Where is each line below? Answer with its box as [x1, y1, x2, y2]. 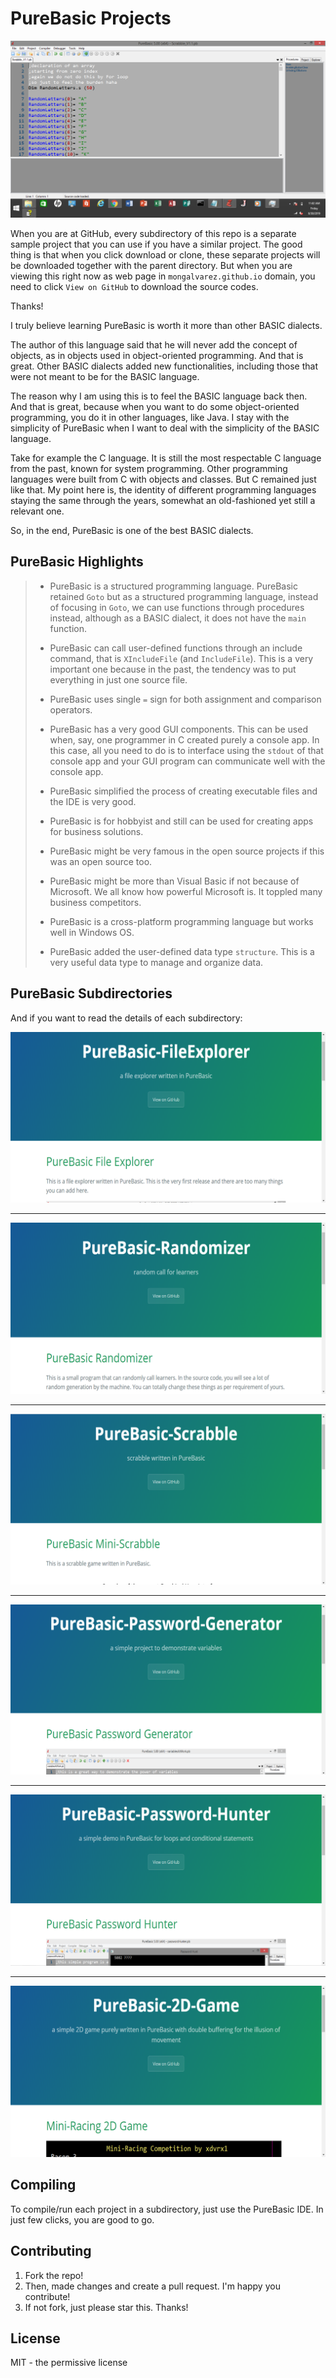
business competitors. [49, 896, 142, 908]
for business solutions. [49, 825, 144, 837]
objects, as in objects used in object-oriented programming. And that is [10, 349, 304, 361]
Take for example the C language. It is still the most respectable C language [10, 452, 322, 464]
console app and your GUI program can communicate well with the [49, 755, 326, 767]
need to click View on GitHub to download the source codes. [10, 280, 259, 292]
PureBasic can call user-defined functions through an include [49, 642, 303, 654]
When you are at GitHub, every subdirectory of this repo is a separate [10, 227, 297, 239]
